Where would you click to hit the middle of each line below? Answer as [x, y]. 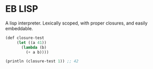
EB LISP [22, 9]
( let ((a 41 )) [32, 42]
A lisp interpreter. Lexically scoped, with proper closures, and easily [76, 23]
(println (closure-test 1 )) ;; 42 [42, 61]
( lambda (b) [34, 47]
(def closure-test [25, 38]
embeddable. [19, 28]
